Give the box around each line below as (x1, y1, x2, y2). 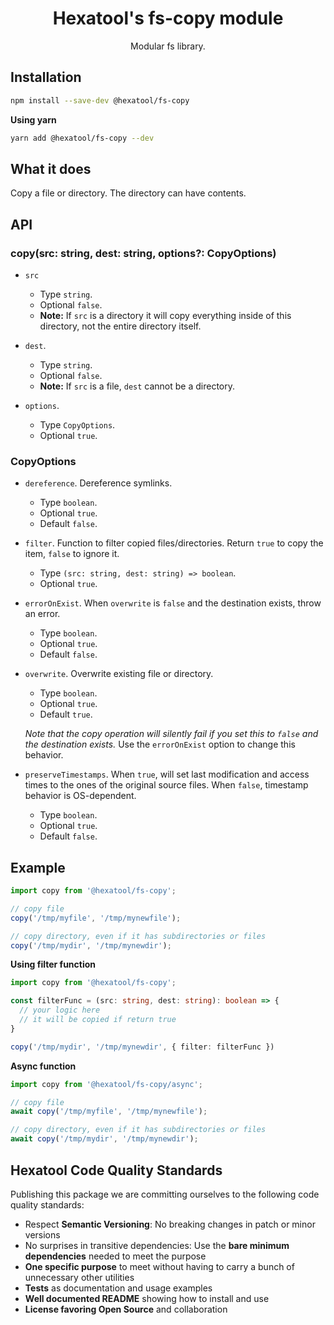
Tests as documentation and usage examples (24, 1282, 213, 1294)
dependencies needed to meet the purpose (24, 1250, 207, 1262)
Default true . (39, 708, 93, 721)
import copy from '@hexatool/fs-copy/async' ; (10, 1079, 203, 1089)
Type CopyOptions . (39, 419, 116, 431)
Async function (10, 1060, 77, 1072)
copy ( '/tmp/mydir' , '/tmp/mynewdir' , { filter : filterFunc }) (10, 1042, 275, 1052)
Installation (10, 69, 82, 86)
